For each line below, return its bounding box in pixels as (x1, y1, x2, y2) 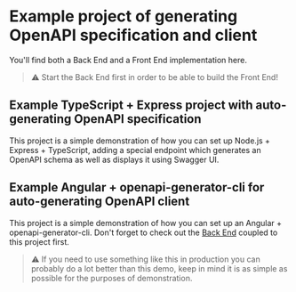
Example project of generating (9, 6, 238, 27)
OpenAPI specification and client (9, 25, 258, 45)
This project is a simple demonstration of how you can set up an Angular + (9, 217, 283, 228)
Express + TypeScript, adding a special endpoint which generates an (9, 144, 261, 155)
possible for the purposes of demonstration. (30, 272, 193, 283)
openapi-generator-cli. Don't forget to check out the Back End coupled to (9, 227, 278, 238)
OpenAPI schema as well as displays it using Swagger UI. (9, 154, 220, 165)
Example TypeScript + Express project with (9, 98, 253, 113)
